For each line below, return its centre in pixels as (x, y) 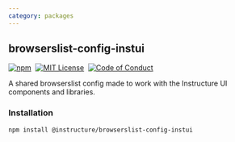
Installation (31, 113)
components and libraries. (52, 92)
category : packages (41, 16)
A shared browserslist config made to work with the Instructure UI (118, 84)
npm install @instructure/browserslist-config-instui (101, 130)
